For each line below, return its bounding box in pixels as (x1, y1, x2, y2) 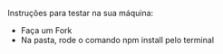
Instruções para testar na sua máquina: (7, 8, 154, 18)
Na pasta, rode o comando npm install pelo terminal (20, 35, 214, 45)
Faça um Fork (20, 25, 73, 35)
